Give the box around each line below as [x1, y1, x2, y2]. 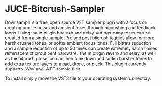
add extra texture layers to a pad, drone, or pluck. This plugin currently [5, 61, 146, 67]
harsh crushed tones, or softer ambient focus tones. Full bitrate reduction [5, 40, 151, 46]
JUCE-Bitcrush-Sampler [5, 3, 105, 15]
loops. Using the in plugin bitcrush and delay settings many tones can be [5, 30, 150, 35]
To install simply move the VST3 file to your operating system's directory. [5, 75, 151, 81]
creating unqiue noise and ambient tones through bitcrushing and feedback [5, 24, 156, 30]
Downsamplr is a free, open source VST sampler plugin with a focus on [5, 19, 147, 25]
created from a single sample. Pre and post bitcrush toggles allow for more [5, 35, 155, 41]
